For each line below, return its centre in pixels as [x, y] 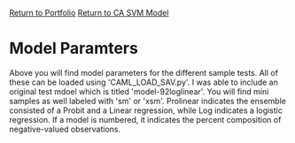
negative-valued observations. [65, 129]
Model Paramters [74, 49]
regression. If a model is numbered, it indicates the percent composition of [145, 119]
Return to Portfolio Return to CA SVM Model [89, 13]
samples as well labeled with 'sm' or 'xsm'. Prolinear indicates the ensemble [147, 101]
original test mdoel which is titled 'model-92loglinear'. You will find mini [139, 91]
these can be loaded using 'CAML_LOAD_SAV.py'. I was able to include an [144, 82]
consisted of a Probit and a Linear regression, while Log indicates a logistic [146, 110]
